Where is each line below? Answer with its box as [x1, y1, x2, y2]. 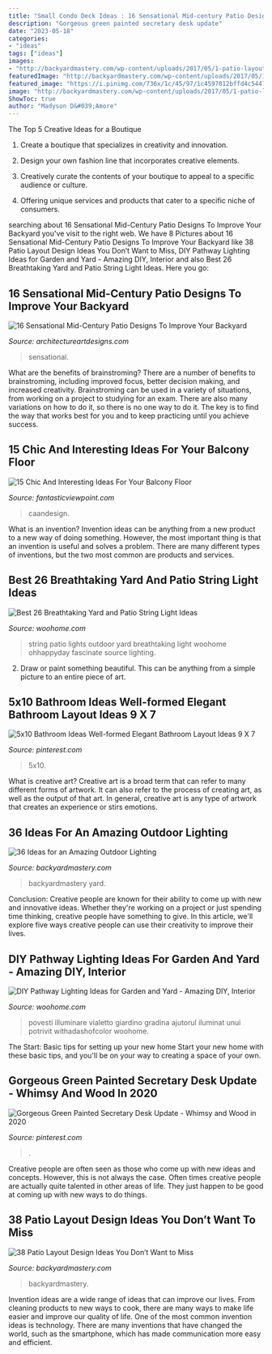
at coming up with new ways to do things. [8, 1190, 147, 1199]
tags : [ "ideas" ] [8, 49, 63, 57]
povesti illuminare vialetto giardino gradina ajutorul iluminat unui [28, 1018, 241, 1027]
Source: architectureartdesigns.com [8, 336, 130, 346]
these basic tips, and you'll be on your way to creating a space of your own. [8, 1050, 261, 1060]
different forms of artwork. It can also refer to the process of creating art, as [8, 785, 262, 794]
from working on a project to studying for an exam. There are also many [8, 394, 249, 403]
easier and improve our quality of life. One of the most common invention [8, 1311, 253, 1321]
